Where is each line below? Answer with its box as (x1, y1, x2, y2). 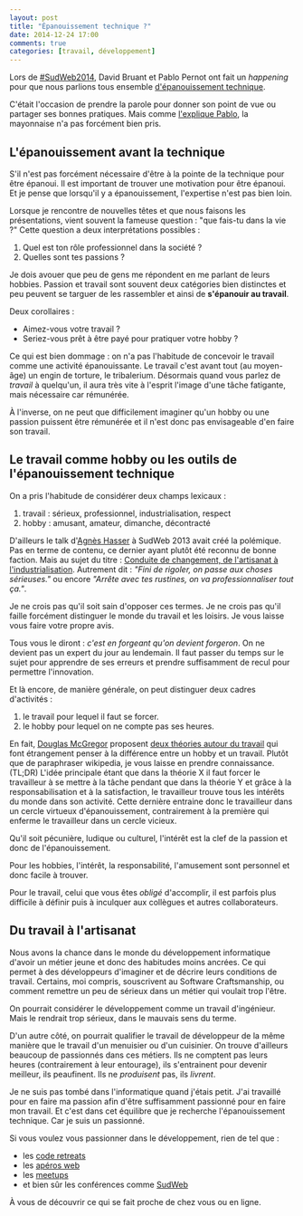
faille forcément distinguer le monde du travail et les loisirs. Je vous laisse (9, 610, 285, 621)
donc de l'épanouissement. (9, 842, 111, 853)
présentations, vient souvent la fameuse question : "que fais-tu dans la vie (9, 215, 287, 225)
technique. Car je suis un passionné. (9, 1115, 146, 1125)
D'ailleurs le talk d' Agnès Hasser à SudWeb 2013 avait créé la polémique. (9, 535, 282, 546)
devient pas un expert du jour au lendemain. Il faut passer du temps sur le (9, 646, 285, 657)
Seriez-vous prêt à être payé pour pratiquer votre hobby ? (22, 332, 239, 344)
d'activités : (9, 694, 52, 704)
